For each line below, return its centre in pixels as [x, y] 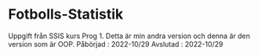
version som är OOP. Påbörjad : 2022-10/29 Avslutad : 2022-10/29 [116, 44]
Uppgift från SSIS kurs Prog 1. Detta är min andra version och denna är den [129, 36]
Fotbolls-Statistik [66, 14]
